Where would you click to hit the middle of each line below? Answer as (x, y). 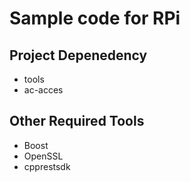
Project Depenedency (78, 55)
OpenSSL (43, 156)
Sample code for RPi (95, 18)
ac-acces (43, 90)
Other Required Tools (77, 121)
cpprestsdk (47, 166)
